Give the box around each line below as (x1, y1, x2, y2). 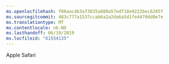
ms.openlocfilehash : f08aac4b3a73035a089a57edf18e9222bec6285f (6, 8, 164, 15)
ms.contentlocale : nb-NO (6, 24, 67, 31)
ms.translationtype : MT (6, 19, 64, 25)
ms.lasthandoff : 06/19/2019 (6, 30, 75, 36)
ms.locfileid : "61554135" (6, 35, 69, 41)
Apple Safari (6, 52, 36, 58)
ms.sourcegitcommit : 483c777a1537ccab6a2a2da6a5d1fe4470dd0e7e (6, 14, 164, 20)
